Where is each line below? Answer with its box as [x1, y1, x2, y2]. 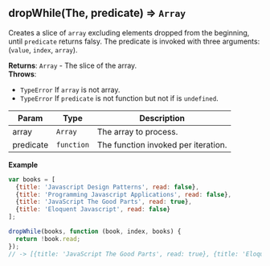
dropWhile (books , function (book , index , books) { [8, 227, 182, 236]
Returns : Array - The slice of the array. [8, 60, 137, 70]
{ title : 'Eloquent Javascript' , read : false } [15, 206, 171, 214]
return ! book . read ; [15, 235, 81, 243]
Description [139, 112, 186, 123]
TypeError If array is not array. [19, 85, 121, 94]
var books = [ [8, 175, 56, 184]
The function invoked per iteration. [96, 139, 227, 150]
